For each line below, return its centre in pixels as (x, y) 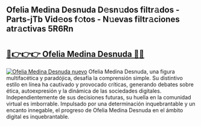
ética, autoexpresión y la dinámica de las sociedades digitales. (84, 91)
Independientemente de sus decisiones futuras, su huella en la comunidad (99, 97)
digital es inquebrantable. (38, 117)
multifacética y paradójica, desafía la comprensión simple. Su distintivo (94, 78)
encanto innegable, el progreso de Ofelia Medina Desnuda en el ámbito (95, 110)
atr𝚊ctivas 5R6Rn (40, 29)
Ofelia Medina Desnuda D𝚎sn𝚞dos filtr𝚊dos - (93, 10)
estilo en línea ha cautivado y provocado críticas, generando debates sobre (100, 85)
